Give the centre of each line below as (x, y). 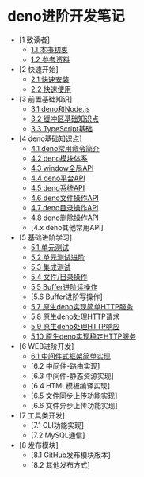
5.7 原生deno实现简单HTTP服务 (82, 306)
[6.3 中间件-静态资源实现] (72, 376)
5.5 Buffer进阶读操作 (64, 286)
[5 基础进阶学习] (45, 237)
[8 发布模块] (38, 445)
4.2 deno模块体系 (59, 158)
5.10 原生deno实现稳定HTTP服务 (83, 336)
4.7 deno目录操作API (64, 207)
